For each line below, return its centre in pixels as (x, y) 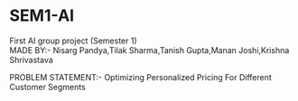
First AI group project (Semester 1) (73, 41)
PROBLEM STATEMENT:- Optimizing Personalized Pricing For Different (141, 77)
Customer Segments (47, 87)
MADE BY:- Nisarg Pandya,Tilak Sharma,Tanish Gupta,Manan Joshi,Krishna (149, 50)
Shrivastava (32, 60)
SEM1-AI (42, 16)
